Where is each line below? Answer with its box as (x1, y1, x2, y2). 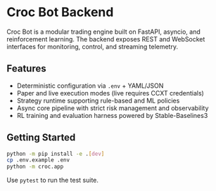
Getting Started (6, 131, 76, 144)
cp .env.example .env (6, 157, 70, 164)
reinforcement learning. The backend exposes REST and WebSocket (6, 34, 205, 43)
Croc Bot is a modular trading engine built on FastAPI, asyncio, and (6, 27, 201, 36)
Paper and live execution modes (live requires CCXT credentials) (16, 88, 205, 97)
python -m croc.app (6, 163, 64, 171)
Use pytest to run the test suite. (6, 176, 99, 185)
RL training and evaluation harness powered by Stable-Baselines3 (16, 111, 208, 119)
